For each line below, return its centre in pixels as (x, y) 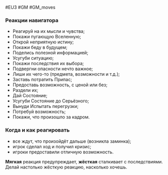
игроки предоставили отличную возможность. (63, 152)
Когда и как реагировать (37, 130)
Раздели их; (25, 90)
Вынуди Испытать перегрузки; (45, 106)
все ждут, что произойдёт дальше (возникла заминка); (72, 141)
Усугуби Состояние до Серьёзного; (51, 101)
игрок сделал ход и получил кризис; (52, 146)
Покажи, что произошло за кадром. (51, 117)
